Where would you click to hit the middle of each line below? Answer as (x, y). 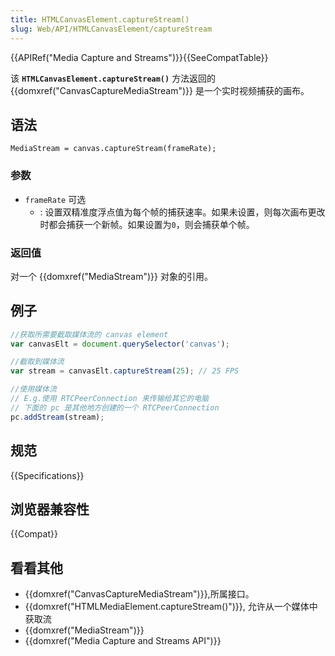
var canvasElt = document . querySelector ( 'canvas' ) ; (120, 344)
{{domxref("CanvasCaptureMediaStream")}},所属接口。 (139, 594)
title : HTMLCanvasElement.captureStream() (100, 19)
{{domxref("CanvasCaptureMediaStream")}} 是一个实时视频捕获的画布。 (160, 90)
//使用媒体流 (33, 389)
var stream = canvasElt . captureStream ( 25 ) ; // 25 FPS (125, 371)
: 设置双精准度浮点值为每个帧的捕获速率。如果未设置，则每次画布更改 (182, 212)
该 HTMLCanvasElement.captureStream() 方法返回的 (113, 78)
